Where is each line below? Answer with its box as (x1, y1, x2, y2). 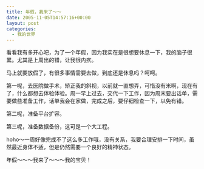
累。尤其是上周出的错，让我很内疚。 (6, 56, 97, 64)
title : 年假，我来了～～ (6, 8, 62, 15)
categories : (6, 25, 36, 32)
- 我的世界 (12, 31, 36, 38)
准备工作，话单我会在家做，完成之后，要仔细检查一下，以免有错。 (22, 98, 187, 105)
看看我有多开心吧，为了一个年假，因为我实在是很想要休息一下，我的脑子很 (6, 49, 192, 56)
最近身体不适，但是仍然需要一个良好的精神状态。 (11, 144, 134, 151)
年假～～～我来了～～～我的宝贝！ (6, 156, 92, 164)
